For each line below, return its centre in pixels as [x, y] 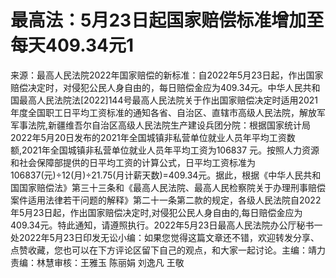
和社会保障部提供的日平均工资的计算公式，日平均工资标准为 [133, 162]
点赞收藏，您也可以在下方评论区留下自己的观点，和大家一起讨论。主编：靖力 [168, 250]
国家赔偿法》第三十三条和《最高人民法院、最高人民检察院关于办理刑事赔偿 [172, 187]
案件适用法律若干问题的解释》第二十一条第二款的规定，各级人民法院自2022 [166, 200]
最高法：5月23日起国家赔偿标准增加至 [167, 20]
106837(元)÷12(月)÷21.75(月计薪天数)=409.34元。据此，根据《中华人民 [157, 175]
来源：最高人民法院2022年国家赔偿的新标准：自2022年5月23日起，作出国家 [167, 75]
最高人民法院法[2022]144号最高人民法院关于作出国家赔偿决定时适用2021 [168, 100]
